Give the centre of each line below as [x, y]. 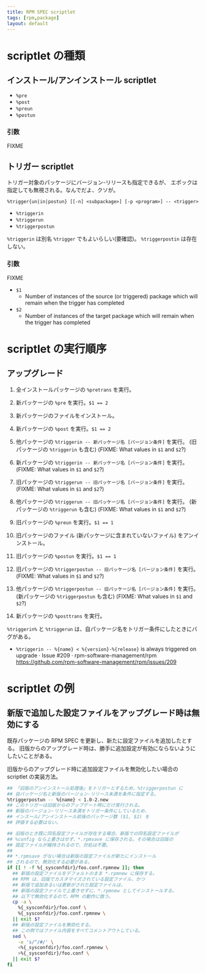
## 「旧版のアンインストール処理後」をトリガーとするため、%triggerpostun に [95, 788]
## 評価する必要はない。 [34, 823]
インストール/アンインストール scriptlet [82, 80]
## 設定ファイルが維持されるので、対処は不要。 [59, 845]
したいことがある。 [31, 756]
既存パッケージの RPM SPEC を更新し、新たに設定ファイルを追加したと [97, 740]
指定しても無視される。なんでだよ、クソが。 [63, 190]
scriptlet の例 [41, 688]
